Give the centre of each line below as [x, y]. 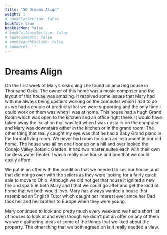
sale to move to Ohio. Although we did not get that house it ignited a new [80, 180]
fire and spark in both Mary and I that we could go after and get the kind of [82, 185]
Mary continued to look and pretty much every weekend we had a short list [82, 211]
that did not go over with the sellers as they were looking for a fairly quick [81, 175]
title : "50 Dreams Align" [32, 10]
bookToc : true [20, 24]
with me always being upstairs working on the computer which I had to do [81, 101]
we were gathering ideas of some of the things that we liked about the [77, 222]
